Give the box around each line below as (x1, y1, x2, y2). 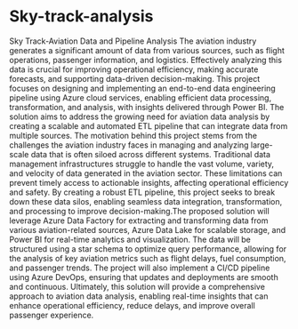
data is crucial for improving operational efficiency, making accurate (9, 64, 259, 75)
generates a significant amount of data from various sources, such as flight (9, 44, 285, 55)
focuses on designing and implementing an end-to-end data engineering (9, 83, 276, 93)
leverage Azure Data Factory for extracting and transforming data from (9, 215, 269, 226)
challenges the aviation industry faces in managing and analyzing (9, 140, 249, 150)
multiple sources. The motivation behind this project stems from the (9, 130, 258, 140)
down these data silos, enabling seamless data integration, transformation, (9, 196, 283, 206)
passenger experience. (9, 309, 94, 320)
